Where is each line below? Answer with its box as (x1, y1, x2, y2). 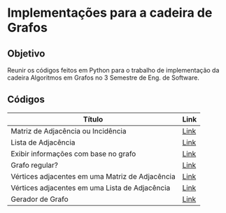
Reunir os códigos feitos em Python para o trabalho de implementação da (7, 66, 220, 74)
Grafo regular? (10, 160, 58, 170)
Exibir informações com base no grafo (10, 149, 136, 159)
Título (83, 114, 104, 124)
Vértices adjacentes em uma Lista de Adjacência (10, 183, 171, 193)
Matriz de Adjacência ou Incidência (10, 126, 127, 135)
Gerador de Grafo (10, 194, 69, 204)
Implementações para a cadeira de (7, 5, 213, 21)
